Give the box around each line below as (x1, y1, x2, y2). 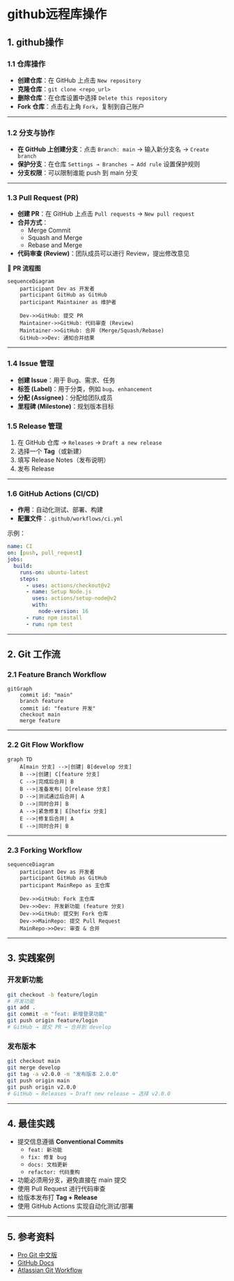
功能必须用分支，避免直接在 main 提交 (17, 1176, 127, 1184)
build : (13, 562, 33, 569)
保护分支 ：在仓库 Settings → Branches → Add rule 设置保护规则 (17, 160, 201, 168)
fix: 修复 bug (27, 1154, 67, 1161)
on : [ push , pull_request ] (7, 549, 82, 556)
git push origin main (7, 1077, 70, 1084)
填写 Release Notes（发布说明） (17, 456, 110, 464)
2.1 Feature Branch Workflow (7, 670, 107, 680)
